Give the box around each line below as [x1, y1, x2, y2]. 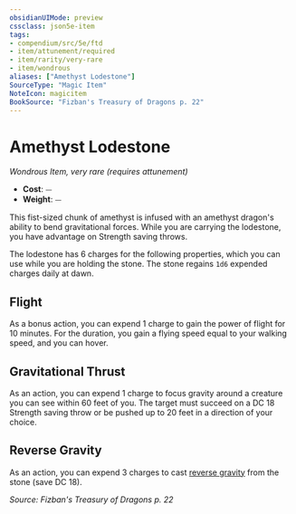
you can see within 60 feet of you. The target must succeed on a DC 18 [9, 397, 275, 408]
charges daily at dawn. [9, 268, 94, 279]
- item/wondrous [9, 64, 71, 73]
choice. [9, 416, 38, 427]
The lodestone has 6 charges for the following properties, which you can [9, 249, 281, 260]
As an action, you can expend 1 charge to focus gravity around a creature [9, 387, 283, 398]
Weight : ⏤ [22, 194, 62, 205]
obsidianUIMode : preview [9, 13, 103, 23]
